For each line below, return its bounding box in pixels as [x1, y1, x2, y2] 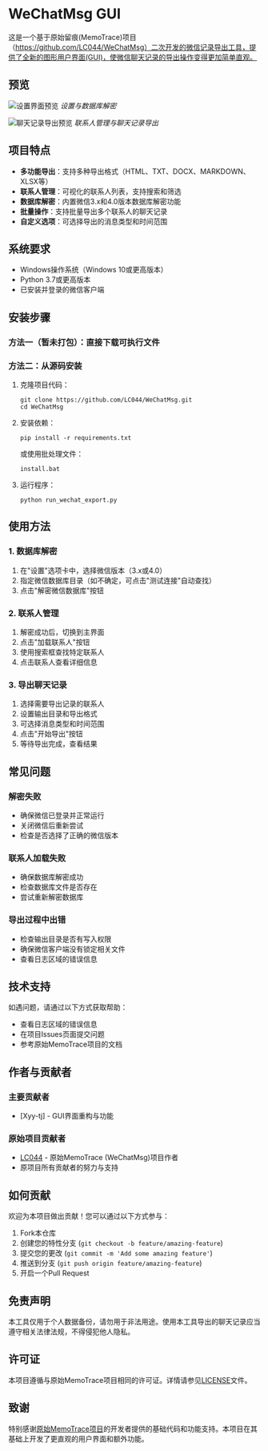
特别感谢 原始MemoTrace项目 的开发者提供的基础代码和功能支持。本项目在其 [8, 1424, 258, 1433]
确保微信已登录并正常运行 [19, 810, 105, 820]
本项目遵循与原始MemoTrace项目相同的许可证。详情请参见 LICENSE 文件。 [8, 1375, 252, 1384]
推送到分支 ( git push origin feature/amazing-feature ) [19, 1259, 202, 1268]
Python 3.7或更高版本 [19, 275, 91, 284]
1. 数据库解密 [8, 546, 58, 557]
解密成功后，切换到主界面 [19, 627, 105, 637]
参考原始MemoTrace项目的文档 [19, 1039, 122, 1050]
